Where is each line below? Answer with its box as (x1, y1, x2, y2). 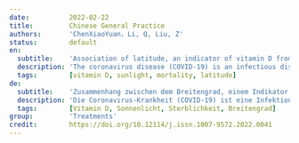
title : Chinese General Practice (9, 21, 166, 30)
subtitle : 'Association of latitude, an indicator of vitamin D (17, 54, 273, 63)
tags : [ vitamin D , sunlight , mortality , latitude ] (17, 71, 238, 80)
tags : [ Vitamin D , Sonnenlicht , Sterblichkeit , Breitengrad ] (17, 104, 277, 113)
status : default (9, 37, 98, 47)
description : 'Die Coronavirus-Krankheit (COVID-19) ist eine (17, 95, 253, 105)
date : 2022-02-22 (9, 12, 109, 22)
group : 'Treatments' (9, 112, 117, 121)
